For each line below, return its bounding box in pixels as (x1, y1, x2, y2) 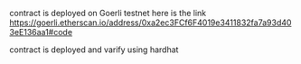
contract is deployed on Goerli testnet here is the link (9, 8, 207, 18)
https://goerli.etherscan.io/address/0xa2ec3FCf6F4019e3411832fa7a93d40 (9, 17, 292, 28)
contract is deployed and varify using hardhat (9, 44, 179, 55)
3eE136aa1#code (9, 27, 73, 37)
